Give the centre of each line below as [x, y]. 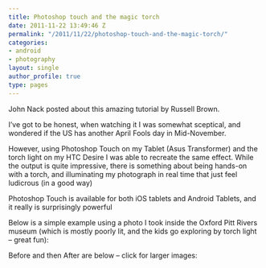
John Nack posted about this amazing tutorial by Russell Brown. [114, 109]
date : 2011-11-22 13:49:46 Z [57, 25]
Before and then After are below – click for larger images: [103, 255]
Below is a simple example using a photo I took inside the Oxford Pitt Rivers [133, 222]
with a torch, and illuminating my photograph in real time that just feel [123, 174]
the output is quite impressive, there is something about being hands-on [128, 166]
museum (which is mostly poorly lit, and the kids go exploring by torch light [133, 231]
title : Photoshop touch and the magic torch [84, 17]
